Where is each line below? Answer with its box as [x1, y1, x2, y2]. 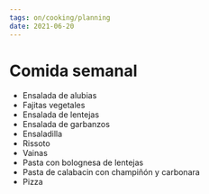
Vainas [22, 148, 48, 159]
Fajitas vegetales [22, 100, 86, 111]
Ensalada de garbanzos [22, 119, 111, 130]
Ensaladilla [22, 128, 63, 140]
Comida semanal [9, 60, 138, 81]
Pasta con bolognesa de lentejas [22, 157, 144, 168]
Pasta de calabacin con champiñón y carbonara [22, 167, 200, 178]
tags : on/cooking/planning [9, 13, 111, 23]
